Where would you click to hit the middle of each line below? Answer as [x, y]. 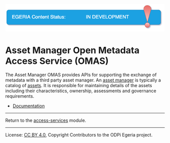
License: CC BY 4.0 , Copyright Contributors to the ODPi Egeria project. [79, 135]
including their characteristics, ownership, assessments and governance [81, 91]
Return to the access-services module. [46, 120]
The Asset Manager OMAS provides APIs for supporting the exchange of [81, 75]
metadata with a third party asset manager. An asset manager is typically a [83, 80]
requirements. [20, 96]
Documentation [29, 106]
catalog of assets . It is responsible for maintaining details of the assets [79, 86]
